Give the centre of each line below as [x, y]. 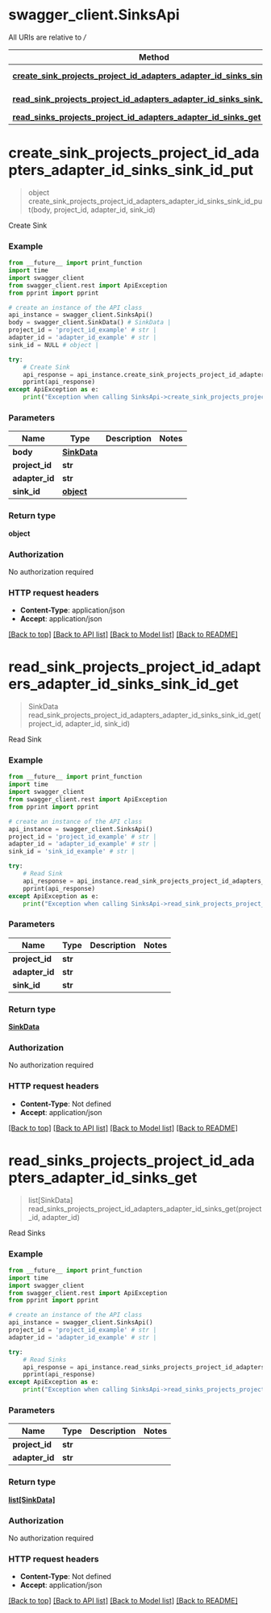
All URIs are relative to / [47, 37]
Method [154, 56]
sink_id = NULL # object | [54, 345]
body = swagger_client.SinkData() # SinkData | [90, 323]
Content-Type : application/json [72, 610]
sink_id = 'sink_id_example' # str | [72, 852]
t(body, [40, 209]
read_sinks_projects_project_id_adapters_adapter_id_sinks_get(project [145, 1209]
